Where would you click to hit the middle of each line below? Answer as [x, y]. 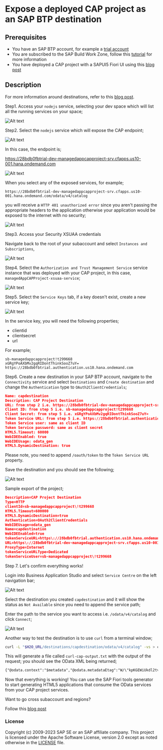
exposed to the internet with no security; [46, 215]
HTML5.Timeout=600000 [27, 511]
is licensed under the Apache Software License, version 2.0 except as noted [81, 737]
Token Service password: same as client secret [54, 427]
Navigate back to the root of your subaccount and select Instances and [76, 243]
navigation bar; [20, 580]
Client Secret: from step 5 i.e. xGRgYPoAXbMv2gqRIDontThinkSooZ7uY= [77, 414]
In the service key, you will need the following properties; [62, 321]
